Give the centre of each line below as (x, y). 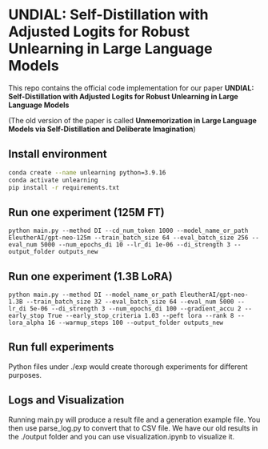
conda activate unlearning (53, 180)
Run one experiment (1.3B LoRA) (91, 277)
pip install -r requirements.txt (64, 187)
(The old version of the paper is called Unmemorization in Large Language (133, 120)
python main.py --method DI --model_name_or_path (93, 295)
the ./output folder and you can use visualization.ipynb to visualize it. (122, 436)
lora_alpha (26, 323)
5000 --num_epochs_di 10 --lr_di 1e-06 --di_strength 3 (135, 245)
